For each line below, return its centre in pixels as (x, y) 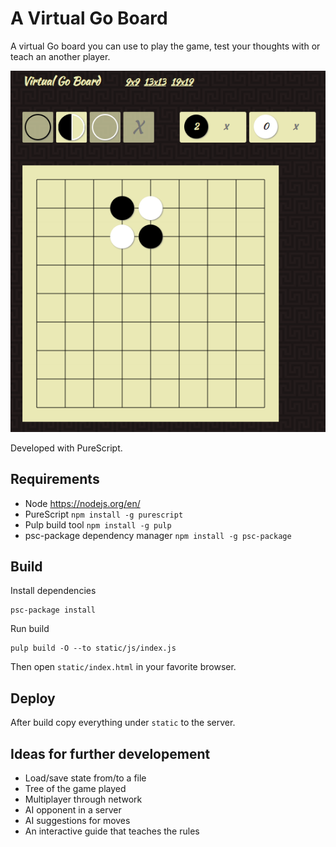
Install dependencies (53, 591)
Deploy (33, 698)
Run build (30, 629)
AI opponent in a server (73, 810)
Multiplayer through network (83, 799)
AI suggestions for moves (77, 820)
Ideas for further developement (110, 753)
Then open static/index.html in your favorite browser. (123, 667)
